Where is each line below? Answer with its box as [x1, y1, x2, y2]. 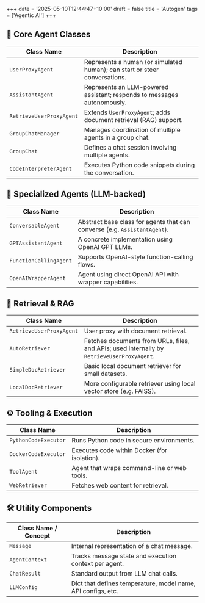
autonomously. [84, 98, 127, 106]
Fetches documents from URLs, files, [84, 337, 190, 345]
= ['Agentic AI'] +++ [6, 12, 57, 19]
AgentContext [9, 557, 48, 563]
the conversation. [84, 168, 134, 176]
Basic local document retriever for [84, 362, 182, 370]
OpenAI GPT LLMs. [77, 242, 133, 251]
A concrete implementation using [77, 235, 173, 244]
